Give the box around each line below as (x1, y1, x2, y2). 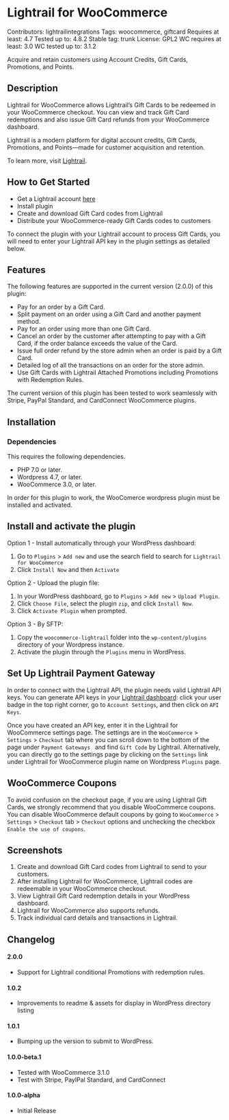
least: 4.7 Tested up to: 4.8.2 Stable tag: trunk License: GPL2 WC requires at (7, 34, 222, 43)
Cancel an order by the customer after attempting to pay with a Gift (16, 332, 206, 340)
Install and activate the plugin (7, 521, 136, 532)
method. (16, 318, 41, 326)
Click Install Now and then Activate (16, 565, 120, 573)
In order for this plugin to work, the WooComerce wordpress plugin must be (7, 494, 220, 502)
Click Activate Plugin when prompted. (16, 606, 127, 615)
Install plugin (16, 202, 53, 210)
